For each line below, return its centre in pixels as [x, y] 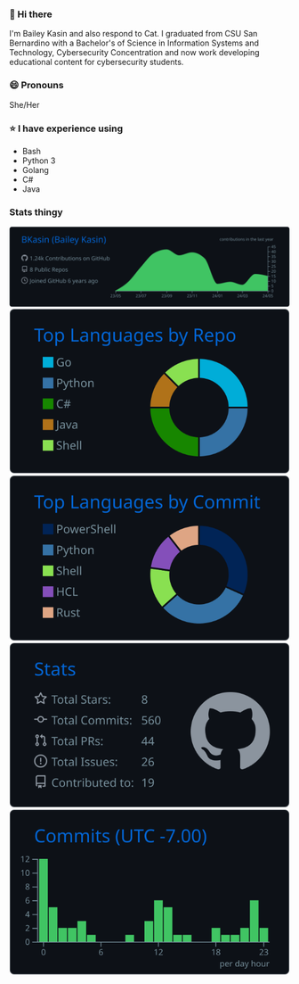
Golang [35, 170]
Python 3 [39, 161]
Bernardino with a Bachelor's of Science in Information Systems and [134, 43]
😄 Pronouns [36, 86]
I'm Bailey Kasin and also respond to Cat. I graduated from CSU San [133, 34]
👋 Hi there [31, 14]
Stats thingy [36, 211]
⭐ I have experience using [66, 128]
